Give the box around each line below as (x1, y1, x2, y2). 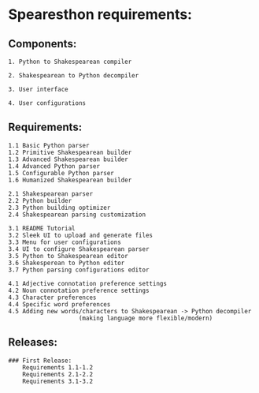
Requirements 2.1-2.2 (22, 370, 93, 378)
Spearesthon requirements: (8, 6, 193, 24)
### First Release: (8, 357, 72, 365)
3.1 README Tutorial (8, 224, 76, 232)
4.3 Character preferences (8, 294, 97, 301)
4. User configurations (8, 99, 87, 107)
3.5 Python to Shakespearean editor (8, 252, 128, 260)
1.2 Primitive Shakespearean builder (8, 148, 132, 156)
